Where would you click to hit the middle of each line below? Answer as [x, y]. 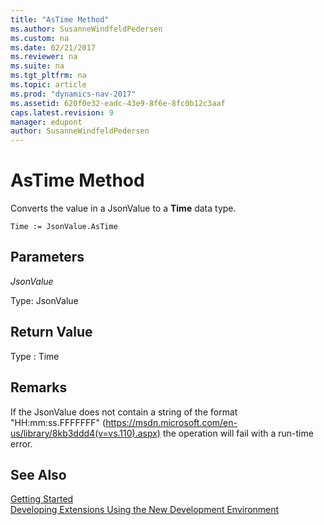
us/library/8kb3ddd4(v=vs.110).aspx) [85, 433]
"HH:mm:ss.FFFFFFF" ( [58, 422]
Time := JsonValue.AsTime [64, 227]
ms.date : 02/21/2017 [53, 47]
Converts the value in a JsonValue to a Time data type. [123, 208]
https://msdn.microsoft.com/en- [171, 422]
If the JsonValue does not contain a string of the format [124, 412]
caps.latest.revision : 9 [62, 112]
